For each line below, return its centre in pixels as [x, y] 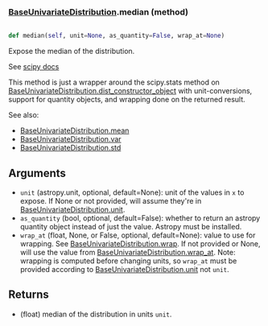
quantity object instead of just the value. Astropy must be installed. [131, 226]
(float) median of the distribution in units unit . [96, 314]
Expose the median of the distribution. [72, 52]
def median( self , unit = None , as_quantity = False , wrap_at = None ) [117, 36]
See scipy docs [34, 67]
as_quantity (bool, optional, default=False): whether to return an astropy [140, 218]
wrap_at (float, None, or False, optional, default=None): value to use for [138, 235]
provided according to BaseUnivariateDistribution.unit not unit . [124, 269]
